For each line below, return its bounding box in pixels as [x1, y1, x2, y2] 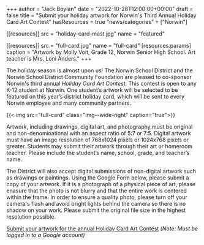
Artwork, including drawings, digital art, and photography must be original [6, 123, 193, 130]
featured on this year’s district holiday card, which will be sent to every [6, 93, 185, 100]
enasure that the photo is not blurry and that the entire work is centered [6, 187, 187, 194]
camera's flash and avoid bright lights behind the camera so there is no [6, 200, 186, 207]
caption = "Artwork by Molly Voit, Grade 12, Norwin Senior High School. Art [6, 48, 196, 56]
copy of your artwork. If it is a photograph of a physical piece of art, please [6, 181, 196, 187]
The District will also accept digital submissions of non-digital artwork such [6, 168, 197, 175]
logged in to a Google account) [6, 232, 85, 238]
